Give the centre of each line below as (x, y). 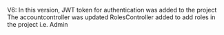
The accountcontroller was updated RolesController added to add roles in (111, 17)
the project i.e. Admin (38, 24)
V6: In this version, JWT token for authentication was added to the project (112, 10)
